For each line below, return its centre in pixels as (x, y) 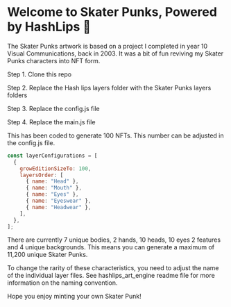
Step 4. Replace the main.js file (51, 122)
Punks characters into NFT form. (54, 60)
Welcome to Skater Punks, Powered (112, 12)
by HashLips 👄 (49, 27)
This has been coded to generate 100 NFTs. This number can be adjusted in (115, 135)
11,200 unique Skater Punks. (48, 255)
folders (17, 95)
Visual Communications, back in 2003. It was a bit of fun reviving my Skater (115, 53)
